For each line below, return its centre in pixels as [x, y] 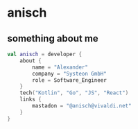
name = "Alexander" [60, 67]
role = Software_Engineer [70, 80]
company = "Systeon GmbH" [70, 74]
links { [31, 100]
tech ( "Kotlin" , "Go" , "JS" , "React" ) [74, 93]
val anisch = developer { [44, 54]
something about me [53, 38]
